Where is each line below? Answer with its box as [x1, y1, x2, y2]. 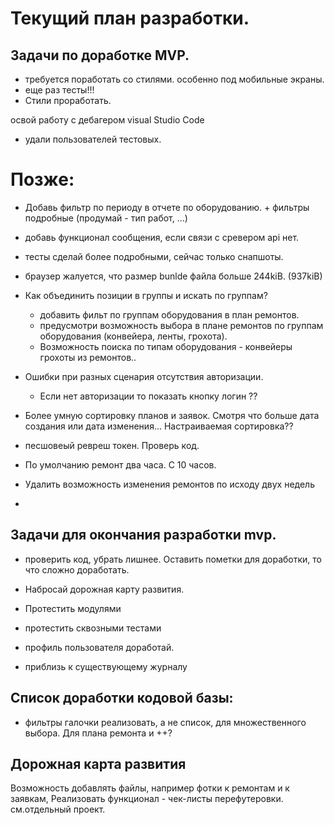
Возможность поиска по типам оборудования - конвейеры [39, 340, 293, 352]
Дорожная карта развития [10, 755, 187, 772]
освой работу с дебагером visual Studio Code [10, 114, 205, 126]
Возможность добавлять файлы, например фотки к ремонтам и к [10, 782, 290, 794]
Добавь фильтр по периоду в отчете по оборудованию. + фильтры [24, 201, 310, 213]
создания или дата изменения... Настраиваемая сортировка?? [24, 420, 294, 432]
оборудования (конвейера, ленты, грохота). [39, 330, 228, 342]
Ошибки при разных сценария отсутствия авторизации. [24, 370, 264, 382]
